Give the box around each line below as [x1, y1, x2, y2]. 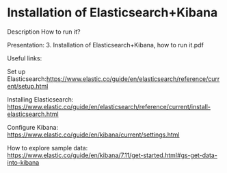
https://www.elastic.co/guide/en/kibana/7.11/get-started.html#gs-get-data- [7, 151, 217, 159]
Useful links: [7, 54, 42, 62]
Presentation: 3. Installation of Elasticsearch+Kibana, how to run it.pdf [7, 41, 204, 49]
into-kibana [7, 158, 40, 166]
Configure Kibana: [7, 123, 59, 131]
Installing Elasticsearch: [7, 95, 74, 104]
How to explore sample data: [7, 143, 88, 152]
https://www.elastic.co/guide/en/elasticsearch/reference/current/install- [7, 102, 211, 111]
